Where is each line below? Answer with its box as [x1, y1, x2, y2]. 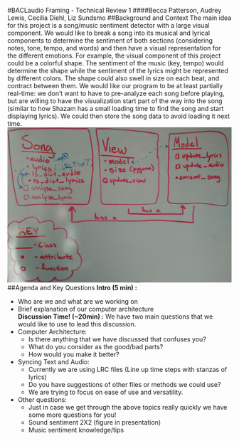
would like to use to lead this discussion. [17, 319, 137, 328]
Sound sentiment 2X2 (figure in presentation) [28, 418, 161, 426]
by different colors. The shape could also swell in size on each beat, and [7, 74, 220, 83]
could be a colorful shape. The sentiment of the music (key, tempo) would [7, 59, 224, 67]
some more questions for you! [28, 410, 117, 419]
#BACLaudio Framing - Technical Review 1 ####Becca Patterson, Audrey [7, 6, 222, 14]
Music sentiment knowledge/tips [28, 425, 124, 434]
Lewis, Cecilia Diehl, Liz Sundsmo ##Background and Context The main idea [7, 14, 232, 22]
